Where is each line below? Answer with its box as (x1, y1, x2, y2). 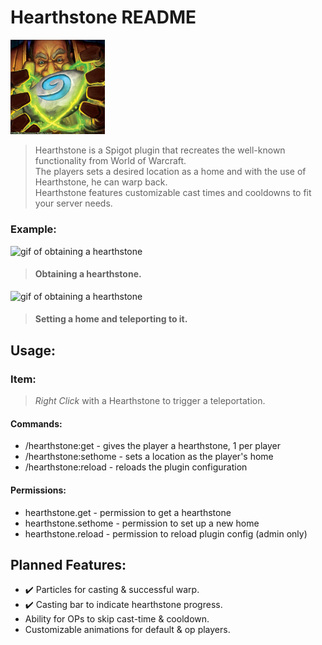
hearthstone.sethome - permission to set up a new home (24, 517, 260, 529)
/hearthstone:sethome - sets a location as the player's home (24, 451, 274, 463)
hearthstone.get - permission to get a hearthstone (24, 506, 232, 518)
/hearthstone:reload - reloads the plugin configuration (24, 461, 248, 473)
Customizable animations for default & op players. (24, 624, 231, 636)
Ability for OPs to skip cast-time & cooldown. (24, 613, 210, 625)
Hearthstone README (10, 6, 197, 29)
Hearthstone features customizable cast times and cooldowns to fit (34, 187, 312, 199)
